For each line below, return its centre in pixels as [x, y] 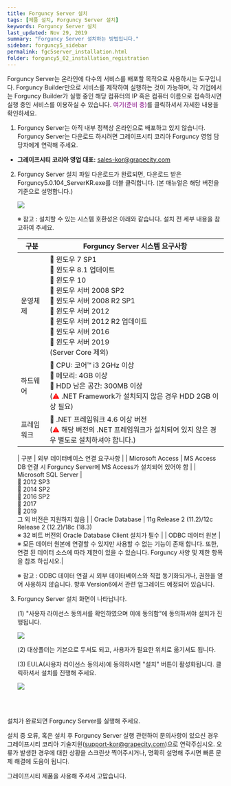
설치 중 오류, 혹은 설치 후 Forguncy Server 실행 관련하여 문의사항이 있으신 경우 [113, 735]
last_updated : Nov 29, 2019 [47, 33]
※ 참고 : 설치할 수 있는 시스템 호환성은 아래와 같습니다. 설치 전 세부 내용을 [115, 219]
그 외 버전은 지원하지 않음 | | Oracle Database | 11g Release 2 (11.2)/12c [115, 519]
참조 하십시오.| [44, 560]
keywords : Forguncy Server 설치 [52, 26]
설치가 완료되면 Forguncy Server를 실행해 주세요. [74, 721]
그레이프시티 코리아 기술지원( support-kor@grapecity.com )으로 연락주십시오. [111, 744]
